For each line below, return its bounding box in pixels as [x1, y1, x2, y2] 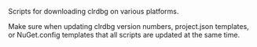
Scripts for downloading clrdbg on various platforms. [8, 7, 179, 16]
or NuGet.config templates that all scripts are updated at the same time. [8, 31, 240, 39]
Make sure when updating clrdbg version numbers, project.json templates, [8, 22, 249, 31]
